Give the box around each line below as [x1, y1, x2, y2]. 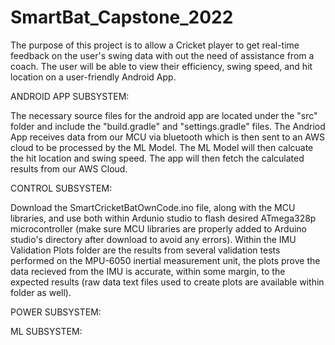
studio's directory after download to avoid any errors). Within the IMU [10, 233, 297, 245]
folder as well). [10, 286, 72, 298]
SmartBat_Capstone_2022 [10, 6, 234, 29]
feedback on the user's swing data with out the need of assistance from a [10, 49, 315, 61]
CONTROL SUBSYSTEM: [10, 182, 113, 194]
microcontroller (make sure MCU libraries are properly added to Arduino [10, 222, 307, 235]
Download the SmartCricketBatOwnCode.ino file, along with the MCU [10, 201, 296, 213]
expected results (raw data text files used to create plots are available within [10, 276, 325, 288]
